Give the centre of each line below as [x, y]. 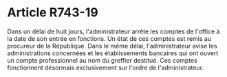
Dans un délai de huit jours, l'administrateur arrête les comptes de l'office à [113, 31]
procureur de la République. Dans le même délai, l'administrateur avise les [112, 46]
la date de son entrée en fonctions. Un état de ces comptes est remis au [109, 38]
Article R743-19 [53, 13]
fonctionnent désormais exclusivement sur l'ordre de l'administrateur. [106, 67]
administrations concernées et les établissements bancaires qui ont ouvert [113, 53]
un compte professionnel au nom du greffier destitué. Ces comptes [102, 60]
